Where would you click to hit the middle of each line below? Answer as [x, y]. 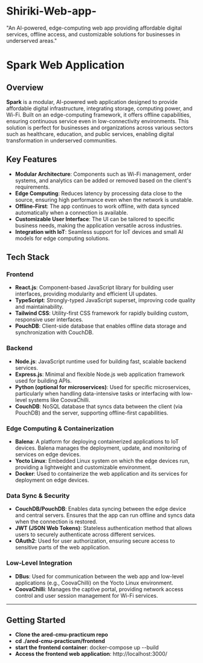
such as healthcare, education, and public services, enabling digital [90, 134]
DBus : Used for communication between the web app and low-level [99, 576]
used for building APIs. [43, 380]
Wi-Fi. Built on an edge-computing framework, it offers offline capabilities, [99, 115]
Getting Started [36, 620]
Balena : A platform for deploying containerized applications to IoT [97, 442]
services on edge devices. [48, 454]
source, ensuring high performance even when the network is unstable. [104, 199]
